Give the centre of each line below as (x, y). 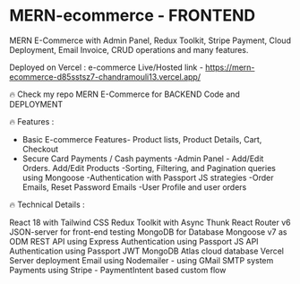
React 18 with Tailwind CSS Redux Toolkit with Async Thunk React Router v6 (150, 222)
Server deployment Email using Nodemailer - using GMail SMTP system (141, 260)
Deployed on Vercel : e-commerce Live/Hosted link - (107, 67)
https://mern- (230, 67)
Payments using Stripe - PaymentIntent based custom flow (118, 270)
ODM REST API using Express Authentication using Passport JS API (134, 241)
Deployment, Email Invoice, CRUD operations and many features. (129, 49)
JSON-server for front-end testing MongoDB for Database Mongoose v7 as (148, 232)
